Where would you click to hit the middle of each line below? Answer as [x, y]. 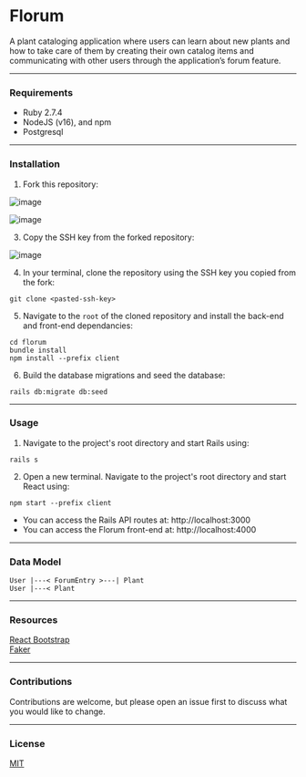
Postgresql [43, 132]
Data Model [36, 562]
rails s [24, 460]
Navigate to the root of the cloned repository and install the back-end [153, 316]
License [27, 743]
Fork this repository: [60, 184]
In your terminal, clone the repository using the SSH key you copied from [159, 272]
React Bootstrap [40, 640]
